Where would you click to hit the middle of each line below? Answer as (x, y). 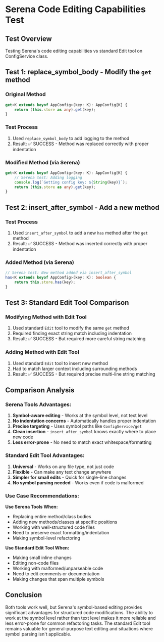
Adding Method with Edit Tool (42, 352)
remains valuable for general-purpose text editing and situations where (79, 628)
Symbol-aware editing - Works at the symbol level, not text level (80, 416)
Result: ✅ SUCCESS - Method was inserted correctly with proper (80, 243)
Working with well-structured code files (53, 527)
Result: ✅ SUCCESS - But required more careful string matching (79, 339)
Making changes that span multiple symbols (58, 579)
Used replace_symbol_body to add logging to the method (71, 138)
